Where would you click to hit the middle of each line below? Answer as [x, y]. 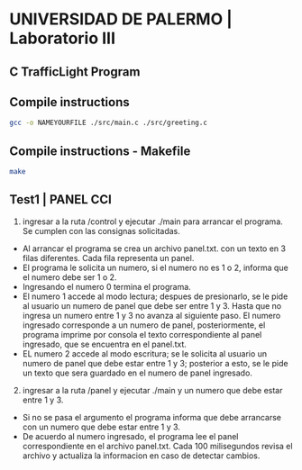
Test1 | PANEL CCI [61, 199]
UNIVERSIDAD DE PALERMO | [121, 19]
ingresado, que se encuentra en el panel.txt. [105, 344]
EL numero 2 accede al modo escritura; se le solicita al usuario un [145, 353]
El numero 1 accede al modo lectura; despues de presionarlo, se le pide [155, 296]
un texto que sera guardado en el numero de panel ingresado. [137, 373]
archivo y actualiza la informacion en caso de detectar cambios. [141, 456]
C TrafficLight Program [75, 72]
